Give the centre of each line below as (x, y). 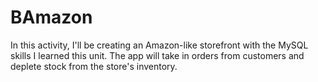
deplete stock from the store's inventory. (94, 66)
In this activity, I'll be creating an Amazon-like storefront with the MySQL (159, 45)
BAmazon (51, 17)
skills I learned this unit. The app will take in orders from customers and (157, 55)
